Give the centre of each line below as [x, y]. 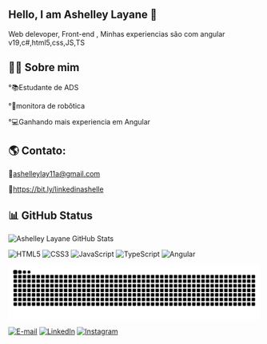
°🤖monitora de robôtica [47, 105]
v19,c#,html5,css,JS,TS [47, 42]
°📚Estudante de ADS [44, 87]
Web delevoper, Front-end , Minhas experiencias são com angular [117, 34]
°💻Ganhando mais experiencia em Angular [79, 121]
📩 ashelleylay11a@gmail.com [54, 174]
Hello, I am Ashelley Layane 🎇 [83, 15]
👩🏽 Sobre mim [44, 67]
